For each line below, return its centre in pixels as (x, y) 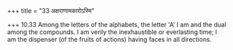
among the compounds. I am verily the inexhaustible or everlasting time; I (112, 32)
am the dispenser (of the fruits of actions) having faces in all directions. (110, 39)
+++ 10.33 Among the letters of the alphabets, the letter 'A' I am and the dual (117, 25)
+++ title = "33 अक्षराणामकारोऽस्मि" (51, 11)
